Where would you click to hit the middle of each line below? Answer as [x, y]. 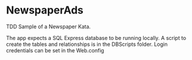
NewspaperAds [45, 10]
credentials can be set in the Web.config [55, 50]
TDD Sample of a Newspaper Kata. [49, 26]
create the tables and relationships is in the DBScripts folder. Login [87, 44]
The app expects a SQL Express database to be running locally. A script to [96, 38]
